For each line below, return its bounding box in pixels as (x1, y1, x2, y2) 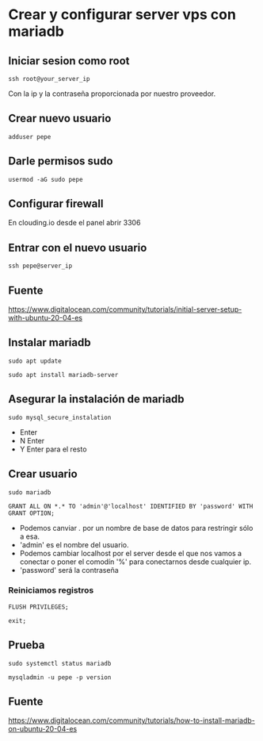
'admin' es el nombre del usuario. (19, 539, 129, 549)
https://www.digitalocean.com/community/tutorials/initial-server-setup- (8, 305, 242, 314)
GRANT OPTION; (8, 509, 55, 517)
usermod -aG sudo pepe (8, 175, 83, 183)
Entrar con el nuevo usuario (8, 240, 147, 255)
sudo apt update (8, 357, 62, 365)
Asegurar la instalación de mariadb (8, 393, 185, 406)
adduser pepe (8, 132, 51, 140)
